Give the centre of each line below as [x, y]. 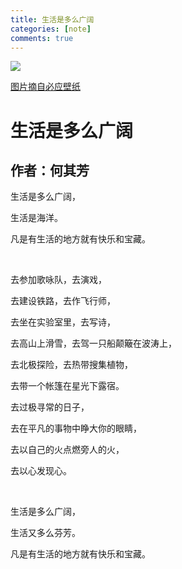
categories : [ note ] [51, 29]
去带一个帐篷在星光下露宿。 [67, 386]
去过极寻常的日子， [50, 407]
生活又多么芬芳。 [45, 533]
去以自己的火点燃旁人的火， [67, 450]
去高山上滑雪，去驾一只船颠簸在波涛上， [93, 343]
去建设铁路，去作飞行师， [63, 301]
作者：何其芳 [50, 170]
